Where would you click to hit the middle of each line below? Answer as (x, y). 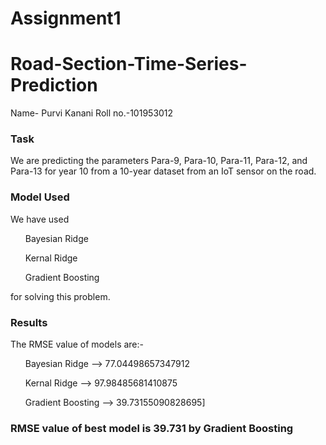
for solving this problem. (60, 296)
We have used (40, 219)
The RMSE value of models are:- (77, 344)
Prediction (54, 85)
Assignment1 (66, 18)
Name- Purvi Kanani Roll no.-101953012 (92, 113)
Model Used (40, 197)
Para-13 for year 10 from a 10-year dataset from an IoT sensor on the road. (163, 171)
